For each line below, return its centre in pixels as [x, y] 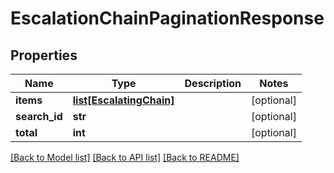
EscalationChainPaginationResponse [167, 18]
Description [213, 83]
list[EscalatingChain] [123, 100]
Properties [44, 55]
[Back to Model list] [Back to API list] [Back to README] [125, 157]
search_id [39, 116]
